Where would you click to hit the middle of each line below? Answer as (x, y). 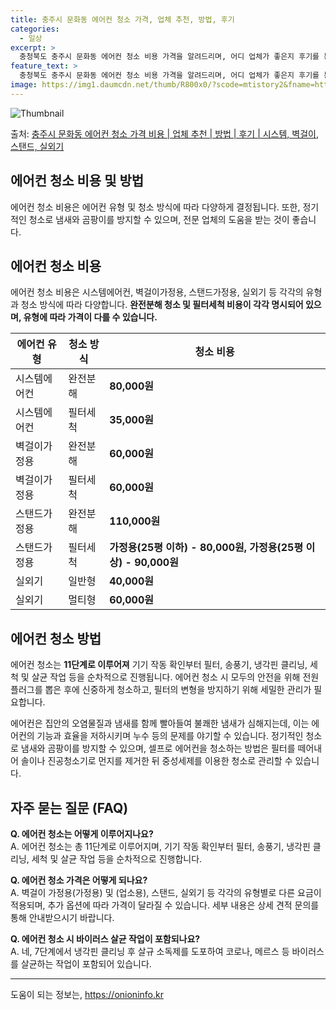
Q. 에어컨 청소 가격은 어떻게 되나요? (79, 880)
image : (24, 85)
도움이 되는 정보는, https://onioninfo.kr (87, 994)
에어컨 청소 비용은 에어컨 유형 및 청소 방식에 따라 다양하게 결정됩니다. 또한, (155, 207)
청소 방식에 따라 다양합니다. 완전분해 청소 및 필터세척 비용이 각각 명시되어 (162, 305)
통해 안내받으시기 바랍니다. (62, 917)
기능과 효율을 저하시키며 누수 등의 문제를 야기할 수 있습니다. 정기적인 (170, 736)
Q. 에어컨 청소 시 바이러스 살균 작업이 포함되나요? (105, 939)
